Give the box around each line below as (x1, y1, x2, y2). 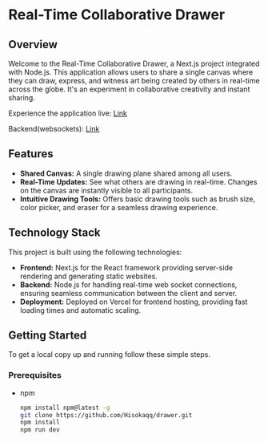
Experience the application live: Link (8, 108, 128, 118)
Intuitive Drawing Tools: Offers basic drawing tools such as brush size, (19, 194, 256, 204)
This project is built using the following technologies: (8, 247, 182, 257)
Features (8, 147, 54, 161)
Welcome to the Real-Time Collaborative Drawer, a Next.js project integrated (8, 59, 260, 68)
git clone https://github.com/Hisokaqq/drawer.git (19, 411, 193, 419)
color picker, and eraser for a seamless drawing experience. (19, 202, 218, 212)
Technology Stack (8, 226, 101, 240)
